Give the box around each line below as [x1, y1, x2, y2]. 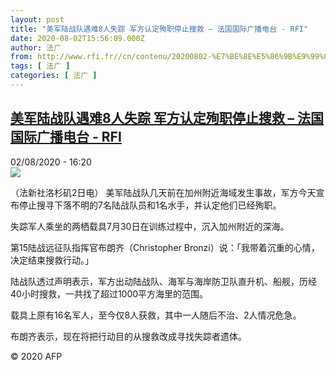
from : [10, 52, 33, 62]
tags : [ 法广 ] [10, 61, 71, 71]
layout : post [10, 14, 65, 25]
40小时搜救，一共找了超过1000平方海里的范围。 [10, 287, 209, 300]
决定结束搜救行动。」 [10, 254, 94, 266]
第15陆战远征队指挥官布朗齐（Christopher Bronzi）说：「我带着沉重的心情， [10, 241, 320, 253]
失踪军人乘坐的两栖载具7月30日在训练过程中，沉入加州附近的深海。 [10, 220, 290, 232]
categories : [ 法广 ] [10, 71, 98, 81]
